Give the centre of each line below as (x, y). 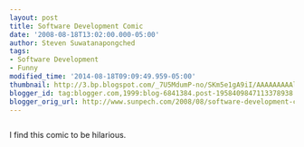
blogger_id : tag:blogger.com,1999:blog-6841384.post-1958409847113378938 (152, 93)
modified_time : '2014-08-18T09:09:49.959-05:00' (103, 77)
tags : (19, 51)
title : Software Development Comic (76, 26)
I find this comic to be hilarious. (68, 135)
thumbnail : (30, 85)
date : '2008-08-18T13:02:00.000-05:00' (85, 34)
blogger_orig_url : (44, 101)
